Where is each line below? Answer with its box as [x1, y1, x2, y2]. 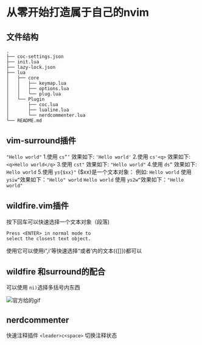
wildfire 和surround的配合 [6, 266, 106, 277]
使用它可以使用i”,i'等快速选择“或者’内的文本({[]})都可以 [6, 247, 142, 254]
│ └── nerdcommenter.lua [6, 112, 86, 118]
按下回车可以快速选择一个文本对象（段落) [6, 218, 110, 226]
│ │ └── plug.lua [6, 91, 61, 97]
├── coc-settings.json [6, 54, 64, 60]
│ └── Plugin [6, 96, 45, 102]
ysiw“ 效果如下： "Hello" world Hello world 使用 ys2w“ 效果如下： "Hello [6, 176, 184, 183]
